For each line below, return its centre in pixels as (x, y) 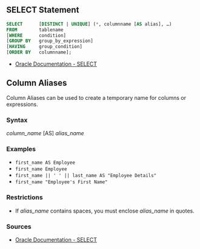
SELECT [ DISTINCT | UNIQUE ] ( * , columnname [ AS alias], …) (89, 24)
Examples (21, 149)
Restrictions (25, 197)
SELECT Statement (43, 10)
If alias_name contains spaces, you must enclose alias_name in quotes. (105, 211)
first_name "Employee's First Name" (61, 182)
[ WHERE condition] (36, 35)
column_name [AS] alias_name (45, 133)
